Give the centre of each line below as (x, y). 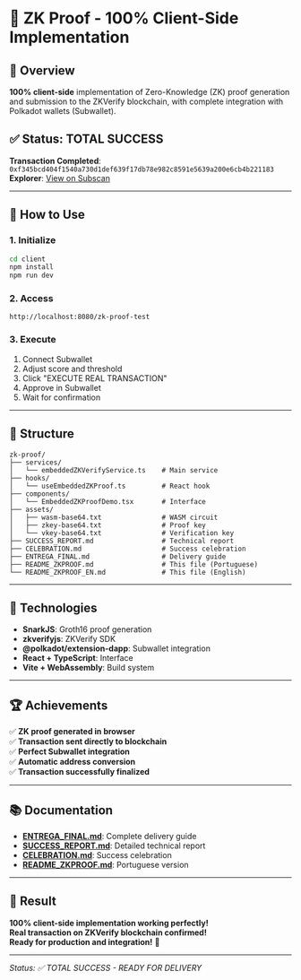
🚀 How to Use (47, 215)
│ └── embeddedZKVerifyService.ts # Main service (114, 470)
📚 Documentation (61, 810)
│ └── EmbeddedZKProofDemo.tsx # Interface (107, 501)
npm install (31, 267)
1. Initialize (33, 240)
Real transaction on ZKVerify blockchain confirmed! (108, 932)
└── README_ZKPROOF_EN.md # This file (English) (128, 572)
